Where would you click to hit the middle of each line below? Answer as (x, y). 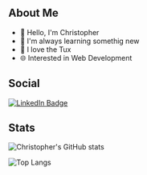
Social (24, 84)
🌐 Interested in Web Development (76, 58)
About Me (33, 13)
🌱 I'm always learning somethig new (80, 41)
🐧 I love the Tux (45, 49)
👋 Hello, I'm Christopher (59, 32)
